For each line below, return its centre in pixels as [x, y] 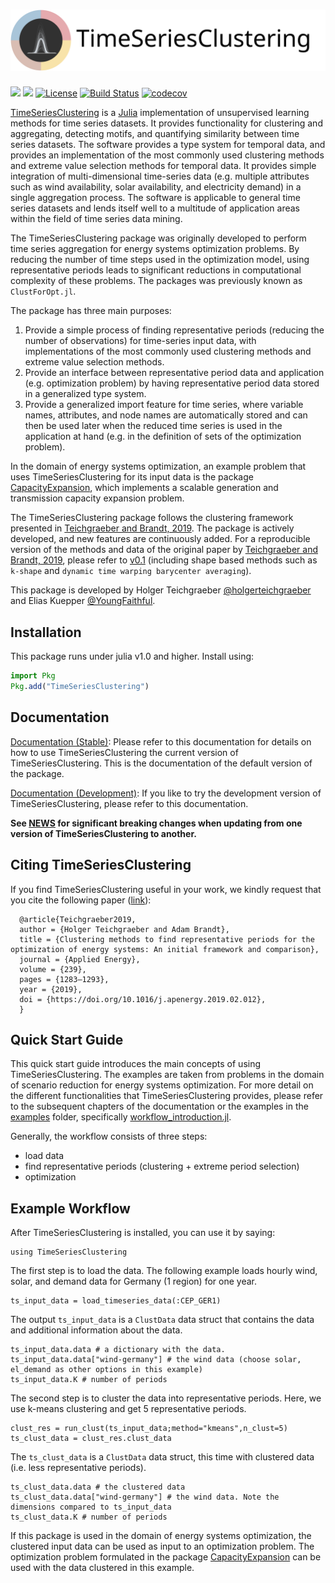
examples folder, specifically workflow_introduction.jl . [121, 1117]
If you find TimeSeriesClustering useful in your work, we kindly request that [166, 889]
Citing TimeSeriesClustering [101, 865]
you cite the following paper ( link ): [81, 900]
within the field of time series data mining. [96, 219]
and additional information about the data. [96, 1330]
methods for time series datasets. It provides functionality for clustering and [166, 123]
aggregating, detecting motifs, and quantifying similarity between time [155, 134]
